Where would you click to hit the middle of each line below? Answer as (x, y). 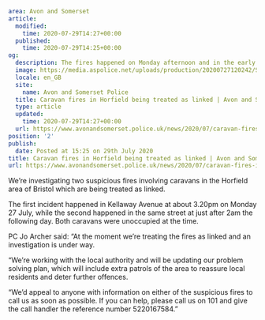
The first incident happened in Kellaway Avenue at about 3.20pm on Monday (132, 205)
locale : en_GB (38, 77)
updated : (30, 115)
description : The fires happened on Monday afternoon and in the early (136, 63)
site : (24, 85)
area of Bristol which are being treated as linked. (87, 189)
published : (33, 41)
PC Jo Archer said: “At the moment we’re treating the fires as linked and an (129, 236)
